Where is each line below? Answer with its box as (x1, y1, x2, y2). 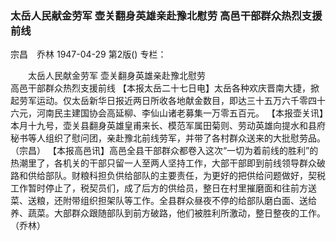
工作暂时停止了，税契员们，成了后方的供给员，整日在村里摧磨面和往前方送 (10, 182, 317, 194)
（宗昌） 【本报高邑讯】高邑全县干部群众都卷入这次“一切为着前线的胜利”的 (10, 145, 319, 157)
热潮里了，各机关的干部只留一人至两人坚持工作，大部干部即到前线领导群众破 (10, 157, 326, 169)
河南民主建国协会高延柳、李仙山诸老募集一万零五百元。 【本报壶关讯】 (36, 107, 324, 119)
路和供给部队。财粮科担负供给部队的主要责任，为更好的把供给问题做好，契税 (10, 170, 326, 182)
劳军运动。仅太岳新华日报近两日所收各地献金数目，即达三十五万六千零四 (18, 95, 317, 107)
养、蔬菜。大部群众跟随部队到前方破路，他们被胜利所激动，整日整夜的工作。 (10, 207, 326, 219)
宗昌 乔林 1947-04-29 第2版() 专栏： (10, 48, 167, 61)
